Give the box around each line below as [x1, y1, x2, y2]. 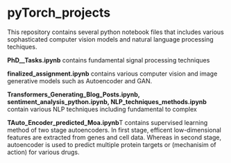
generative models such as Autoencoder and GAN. [7, 76, 153, 85]
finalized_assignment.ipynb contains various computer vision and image [7, 69, 218, 78]
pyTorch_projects [7, 5, 111, 21]
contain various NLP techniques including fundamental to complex [7, 105, 198, 113]
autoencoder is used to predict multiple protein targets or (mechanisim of [7, 140, 216, 148]
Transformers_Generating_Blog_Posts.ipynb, [7, 90, 140, 98]
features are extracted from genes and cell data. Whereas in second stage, [7, 133, 222, 141]
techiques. [7, 42, 37, 51]
